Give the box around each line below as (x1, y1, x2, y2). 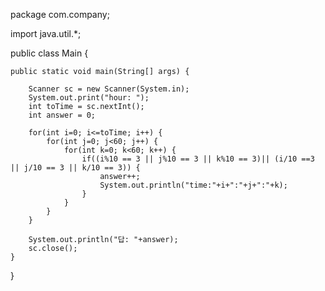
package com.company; (10, 9, 110, 20)
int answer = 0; (28, 110, 97, 120)
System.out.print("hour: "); (28, 93, 150, 103)
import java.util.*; (10, 28, 82, 39)
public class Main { (10, 47, 89, 59)
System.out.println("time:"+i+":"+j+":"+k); (99, 180, 288, 190)
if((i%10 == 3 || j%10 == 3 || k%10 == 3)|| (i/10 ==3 (81, 154, 315, 164)
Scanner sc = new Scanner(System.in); (28, 84, 190, 94)
